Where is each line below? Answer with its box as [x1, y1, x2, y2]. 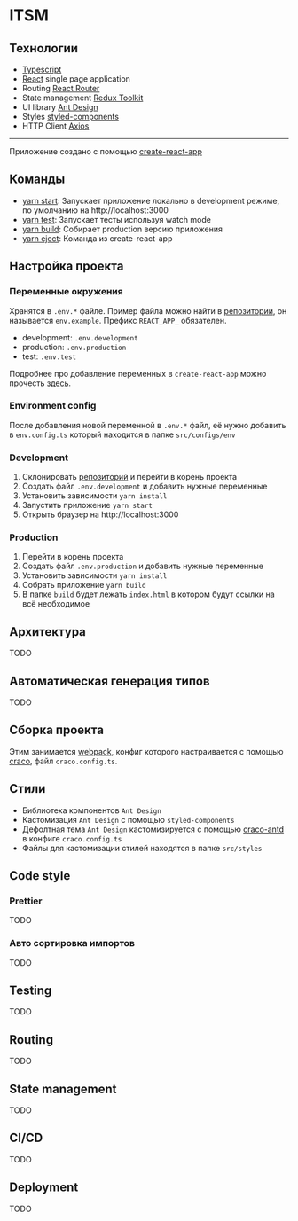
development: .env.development [21, 332, 139, 342]
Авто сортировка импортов [9, 937, 136, 950]
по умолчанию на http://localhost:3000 [21, 205, 169, 215]
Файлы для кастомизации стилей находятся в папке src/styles [21, 842, 263, 853]
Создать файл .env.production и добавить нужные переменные [21, 560, 264, 572]
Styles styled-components [21, 112, 120, 121]
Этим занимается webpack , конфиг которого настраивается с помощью [9, 746, 284, 756]
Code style [9, 868, 71, 883]
